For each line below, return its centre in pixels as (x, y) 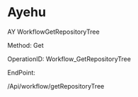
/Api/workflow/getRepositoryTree (56, 86)
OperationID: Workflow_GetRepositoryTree (69, 59)
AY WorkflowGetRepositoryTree (54, 32)
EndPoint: (21, 72)
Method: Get (25, 45)
